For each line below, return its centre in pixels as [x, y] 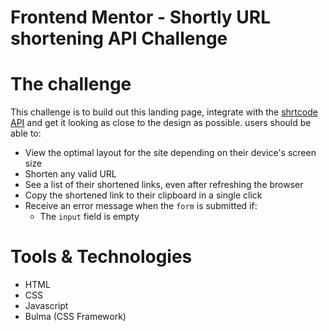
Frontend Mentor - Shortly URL [140, 17]
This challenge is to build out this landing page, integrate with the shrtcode [164, 112]
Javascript [46, 306]
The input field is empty [89, 217]
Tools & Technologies [101, 257]
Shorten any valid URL [70, 174]
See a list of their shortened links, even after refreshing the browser [164, 185]
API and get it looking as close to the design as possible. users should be [161, 123]
